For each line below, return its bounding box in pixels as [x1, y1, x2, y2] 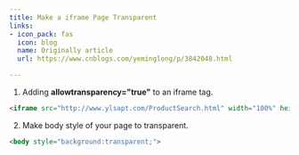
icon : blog [17, 37, 58, 47]
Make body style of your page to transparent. [21, 119, 189, 130]
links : [9, 21, 34, 30]
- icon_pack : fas [9, 29, 74, 38]
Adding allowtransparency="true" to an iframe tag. [21, 86, 214, 97]
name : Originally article [17, 46, 114, 55]
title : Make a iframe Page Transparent [9, 12, 158, 22]
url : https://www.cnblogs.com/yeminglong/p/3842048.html [17, 54, 233, 63]
